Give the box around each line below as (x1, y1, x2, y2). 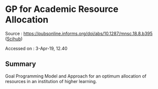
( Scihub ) (5, 36, 23, 42)
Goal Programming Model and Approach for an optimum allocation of (5, 73, 147, 79)
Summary (5, 60, 36, 68)
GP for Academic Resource (5, 3, 119, 15)
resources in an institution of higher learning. (5, 78, 97, 84)
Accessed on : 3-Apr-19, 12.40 (5, 45, 68, 51)
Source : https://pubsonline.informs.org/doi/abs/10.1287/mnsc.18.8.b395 (5, 30, 153, 36)
